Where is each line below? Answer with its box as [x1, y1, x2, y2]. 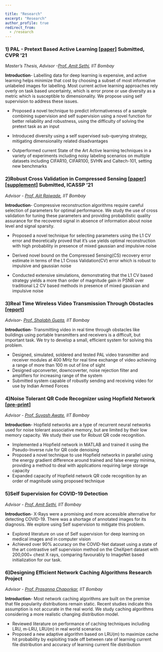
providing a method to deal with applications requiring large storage [12, 463, 148, 469]
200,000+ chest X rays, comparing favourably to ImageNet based [12, 551, 145, 558]
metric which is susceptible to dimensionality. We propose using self [5, 93, 143, 99]
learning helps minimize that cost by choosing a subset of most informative [5, 78, 156, 84]
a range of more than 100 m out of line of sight [12, 362, 106, 368]
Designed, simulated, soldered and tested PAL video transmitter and [12, 352, 149, 358]
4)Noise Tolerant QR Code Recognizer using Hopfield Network [5, 395, 156, 402]
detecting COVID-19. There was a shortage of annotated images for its [5, 516, 146, 522]
